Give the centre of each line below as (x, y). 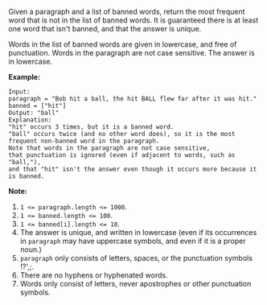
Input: (19, 92)
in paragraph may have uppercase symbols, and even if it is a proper (133, 241)
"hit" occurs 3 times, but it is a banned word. (91, 127)
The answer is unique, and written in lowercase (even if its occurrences (138, 232)
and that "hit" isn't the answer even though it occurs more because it (133, 169)
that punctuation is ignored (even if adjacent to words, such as (122, 155)
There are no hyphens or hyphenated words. (94, 275)
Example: (25, 77)
